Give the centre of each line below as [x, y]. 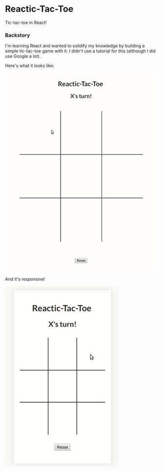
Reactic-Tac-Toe [39, 9]
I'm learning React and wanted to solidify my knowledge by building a [75, 46]
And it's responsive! [25, 279]
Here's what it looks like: [30, 66]
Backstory [18, 35]
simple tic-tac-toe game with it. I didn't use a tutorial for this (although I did [81, 51]
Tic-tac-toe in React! [26, 22]
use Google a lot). [23, 56]
